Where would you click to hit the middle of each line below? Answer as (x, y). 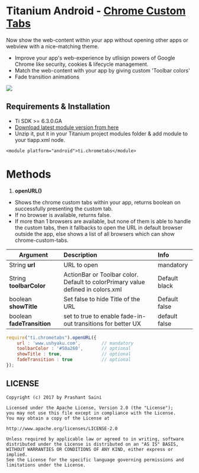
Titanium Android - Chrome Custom (96, 11)
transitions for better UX (107, 323)
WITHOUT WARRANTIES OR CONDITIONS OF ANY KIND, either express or (90, 449)
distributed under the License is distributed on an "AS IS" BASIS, (92, 444)
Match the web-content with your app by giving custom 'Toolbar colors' (102, 70)
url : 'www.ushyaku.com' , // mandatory (75, 343)
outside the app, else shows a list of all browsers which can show (94, 234)
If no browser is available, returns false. (63, 215)
